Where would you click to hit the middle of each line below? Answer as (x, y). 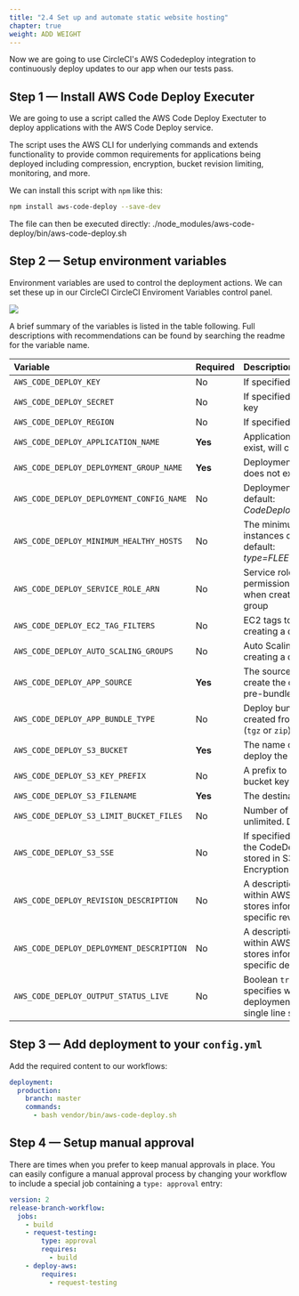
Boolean (261, 979)
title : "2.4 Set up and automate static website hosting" (119, 17)
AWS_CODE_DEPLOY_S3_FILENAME (75, 796)
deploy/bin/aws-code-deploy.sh (68, 233)
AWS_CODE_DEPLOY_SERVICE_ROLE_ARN (87, 589)
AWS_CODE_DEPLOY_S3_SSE (64, 852)
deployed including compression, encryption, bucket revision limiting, (137, 164)
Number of (266, 810)
